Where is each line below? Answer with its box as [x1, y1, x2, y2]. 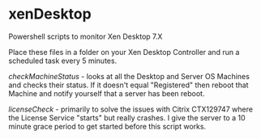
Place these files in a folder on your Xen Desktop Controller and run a [8, 47, 240, 57]
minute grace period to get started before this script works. [8, 121, 207, 131]
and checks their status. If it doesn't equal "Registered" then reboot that [8, 80, 249, 90]
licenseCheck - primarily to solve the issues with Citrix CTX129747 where [8, 104, 254, 114]
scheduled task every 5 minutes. [8, 56, 118, 65]
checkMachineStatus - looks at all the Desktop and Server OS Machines [8, 71, 250, 81]
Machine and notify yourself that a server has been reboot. [8, 88, 205, 98]
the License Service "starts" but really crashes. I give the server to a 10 [8, 112, 246, 122]
